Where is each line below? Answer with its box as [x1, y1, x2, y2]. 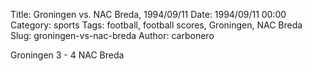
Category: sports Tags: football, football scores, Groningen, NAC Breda [10, 19, 303, 31]
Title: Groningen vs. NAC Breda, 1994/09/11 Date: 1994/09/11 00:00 [10, 9, 287, 20]
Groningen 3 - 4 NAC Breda [10, 49, 125, 61]
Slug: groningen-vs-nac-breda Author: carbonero [10, 30, 215, 41]
